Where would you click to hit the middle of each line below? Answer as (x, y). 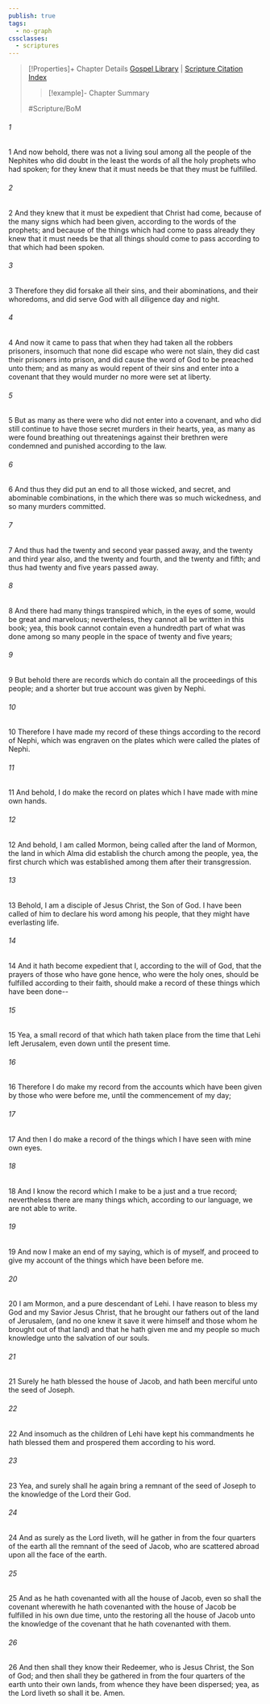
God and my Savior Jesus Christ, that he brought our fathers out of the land (134, 1313)
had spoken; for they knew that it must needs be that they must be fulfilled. (133, 169)
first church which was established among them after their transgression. (130, 862)
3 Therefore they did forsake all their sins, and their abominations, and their (133, 290)
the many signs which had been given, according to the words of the (122, 221)
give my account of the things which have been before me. (106, 1260)
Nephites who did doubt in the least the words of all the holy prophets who (132, 161)
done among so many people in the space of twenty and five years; (120, 636)
